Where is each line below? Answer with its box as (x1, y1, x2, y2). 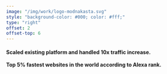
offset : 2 (6, 25, 31, 31)
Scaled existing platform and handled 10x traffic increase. (6, 48, 151, 56)
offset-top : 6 (6, 31, 41, 36)
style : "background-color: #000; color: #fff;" (6, 14, 126, 20)
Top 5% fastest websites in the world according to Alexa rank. (6, 61, 162, 68)
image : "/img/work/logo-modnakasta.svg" (6, 8, 107, 15)
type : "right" (6, 19, 41, 25)
